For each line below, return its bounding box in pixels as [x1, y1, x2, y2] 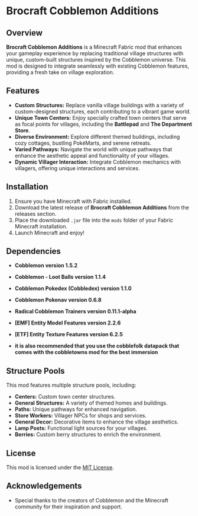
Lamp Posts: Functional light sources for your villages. [14, 425, 148, 432]
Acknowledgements [6, 481, 82, 491]
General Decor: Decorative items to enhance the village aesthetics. [14, 418, 179, 425]
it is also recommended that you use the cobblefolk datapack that [14, 342, 179, 349]
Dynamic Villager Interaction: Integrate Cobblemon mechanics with [14, 158, 181, 165]
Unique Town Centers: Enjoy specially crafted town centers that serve [14, 114, 187, 121]
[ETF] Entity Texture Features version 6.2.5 [14, 331, 123, 338]
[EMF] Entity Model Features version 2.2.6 [14, 319, 121, 327]
